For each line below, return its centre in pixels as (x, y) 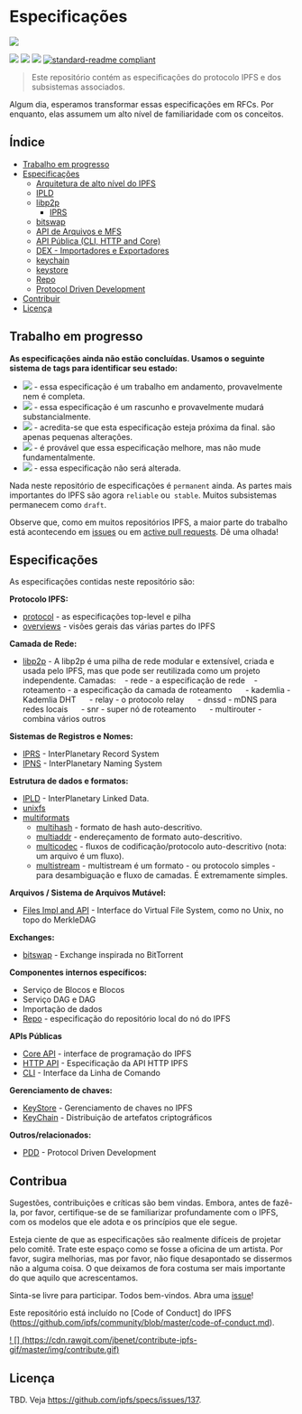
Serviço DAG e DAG (59, 999)
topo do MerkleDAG (59, 920)
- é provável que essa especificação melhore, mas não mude (147, 447)
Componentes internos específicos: (78, 972)
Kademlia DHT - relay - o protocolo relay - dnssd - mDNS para (150, 700)
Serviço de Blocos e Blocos (73, 990)
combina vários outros (64, 719)
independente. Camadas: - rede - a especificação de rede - (140, 680)
